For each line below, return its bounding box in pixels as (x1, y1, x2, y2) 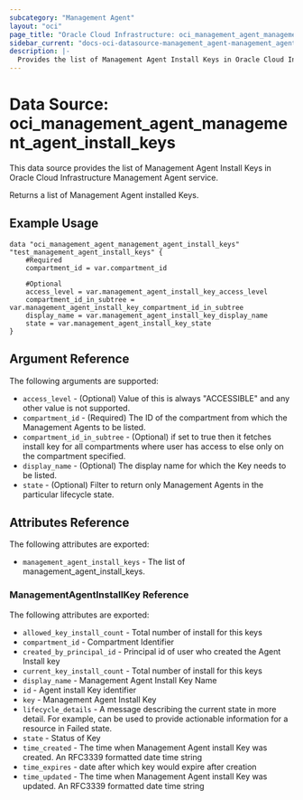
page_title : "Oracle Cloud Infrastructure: (9, 30, 176, 39)
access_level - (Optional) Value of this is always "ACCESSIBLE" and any (22, 392, 290, 403)
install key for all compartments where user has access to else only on (22, 440, 284, 452)
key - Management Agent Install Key (22, 693, 157, 705)
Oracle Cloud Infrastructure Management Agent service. (9, 172, 219, 183)
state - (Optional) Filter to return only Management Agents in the (22, 479, 264, 490)
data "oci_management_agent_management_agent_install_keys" (9, 240, 241, 249)
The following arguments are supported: (9, 375, 160, 386)
